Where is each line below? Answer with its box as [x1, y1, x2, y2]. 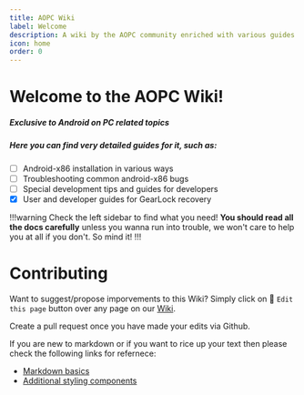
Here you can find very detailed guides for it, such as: [9, 140, 218, 151]
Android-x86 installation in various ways [22, 163, 174, 174]
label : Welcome [9, 22, 67, 31]
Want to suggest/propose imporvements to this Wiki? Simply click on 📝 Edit [9, 293, 294, 304]
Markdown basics [22, 365, 90, 376]
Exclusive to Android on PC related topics [9, 116, 170, 127]
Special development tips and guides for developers [22, 183, 218, 194]
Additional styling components [22, 375, 137, 386]
